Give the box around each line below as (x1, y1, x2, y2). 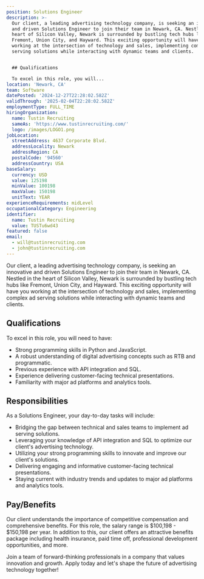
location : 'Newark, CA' (6, 81, 67, 87)
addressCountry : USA (12, 160, 64, 166)
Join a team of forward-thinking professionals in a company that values (6, 553, 185, 561)
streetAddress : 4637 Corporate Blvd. (12, 138, 107, 144)
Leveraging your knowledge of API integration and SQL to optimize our (15, 437, 192, 444)
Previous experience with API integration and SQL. (15, 365, 141, 372)
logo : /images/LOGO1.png (12, 126, 75, 132)
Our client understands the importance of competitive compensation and (6, 516, 189, 523)
